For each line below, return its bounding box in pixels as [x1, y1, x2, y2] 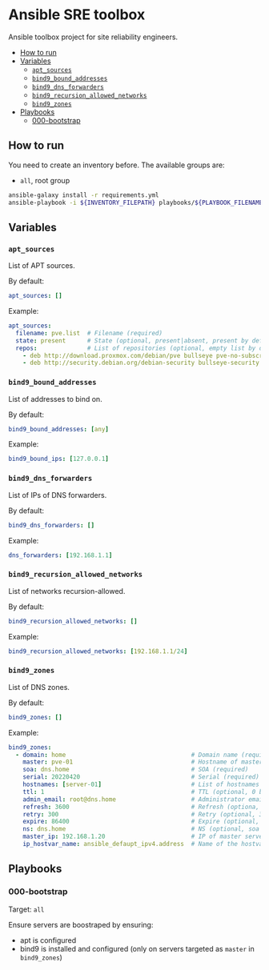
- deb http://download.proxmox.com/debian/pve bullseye [22, 351, 214, 359]
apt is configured [19, 935, 77, 945]
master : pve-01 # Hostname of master [22, 758, 263, 766]
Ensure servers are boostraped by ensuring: [8, 920, 154, 929]
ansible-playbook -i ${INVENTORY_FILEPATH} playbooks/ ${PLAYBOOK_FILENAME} [8, 198, 267, 206]
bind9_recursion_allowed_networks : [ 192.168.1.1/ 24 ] [8, 647, 188, 655]
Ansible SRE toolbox [8, 6, 146, 24]
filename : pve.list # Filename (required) [15, 329, 163, 337]
